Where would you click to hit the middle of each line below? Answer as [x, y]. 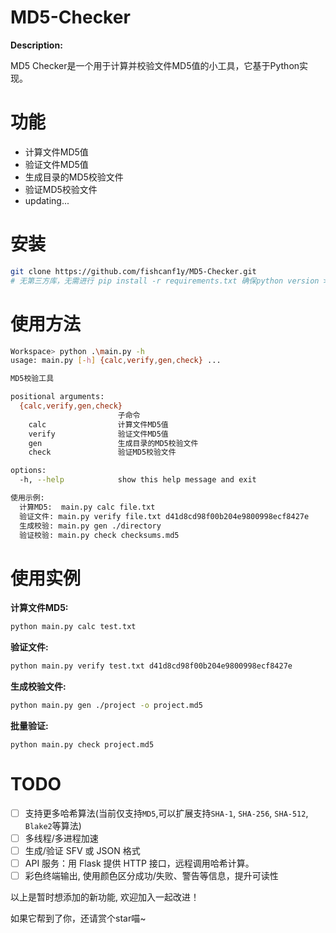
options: [28, 471]
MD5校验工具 [32, 379]
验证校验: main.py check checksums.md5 [99, 535]
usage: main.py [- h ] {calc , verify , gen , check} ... [116, 361]
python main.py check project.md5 [82, 744]
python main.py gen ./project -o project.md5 [106, 706]
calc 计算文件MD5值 [98, 424]
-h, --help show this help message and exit [138, 480]
